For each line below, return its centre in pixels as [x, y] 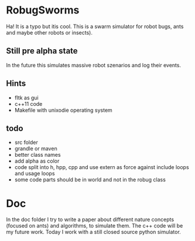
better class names [37, 155]
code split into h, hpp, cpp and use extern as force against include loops [102, 167]
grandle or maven [36, 149]
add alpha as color [37, 161]
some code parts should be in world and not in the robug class [90, 180]
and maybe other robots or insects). [49, 32]
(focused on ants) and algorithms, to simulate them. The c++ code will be [95, 226]
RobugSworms [43, 10]
